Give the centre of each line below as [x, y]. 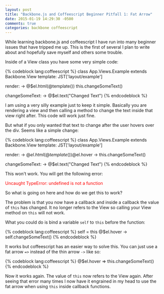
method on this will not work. [35, 213]
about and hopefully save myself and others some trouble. [64, 53]
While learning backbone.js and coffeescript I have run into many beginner [81, 42]
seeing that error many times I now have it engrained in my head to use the [81, 281]
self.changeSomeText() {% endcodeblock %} [51, 237]
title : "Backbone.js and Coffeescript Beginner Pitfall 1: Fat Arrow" [79, 14]
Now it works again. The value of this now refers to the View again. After [79, 276]
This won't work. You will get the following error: [54, 174]
